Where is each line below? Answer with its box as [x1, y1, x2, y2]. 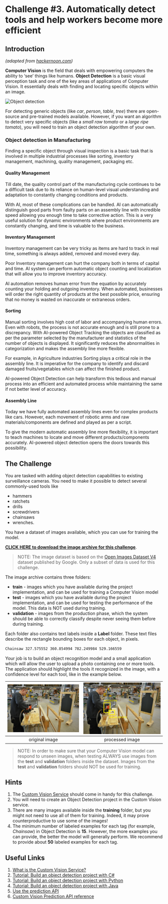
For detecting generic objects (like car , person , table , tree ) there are [5, 108, 145, 114]
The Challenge [5, 459, 52, 468]
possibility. [5, 445, 27, 451]
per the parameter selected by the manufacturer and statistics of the [5, 335, 146, 341]
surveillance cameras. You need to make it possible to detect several [5, 478, 147, 484]
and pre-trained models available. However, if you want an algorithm [20, 113, 161, 119]
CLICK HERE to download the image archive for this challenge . [5, 544, 137, 550]
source [5, 113, 20, 119]
